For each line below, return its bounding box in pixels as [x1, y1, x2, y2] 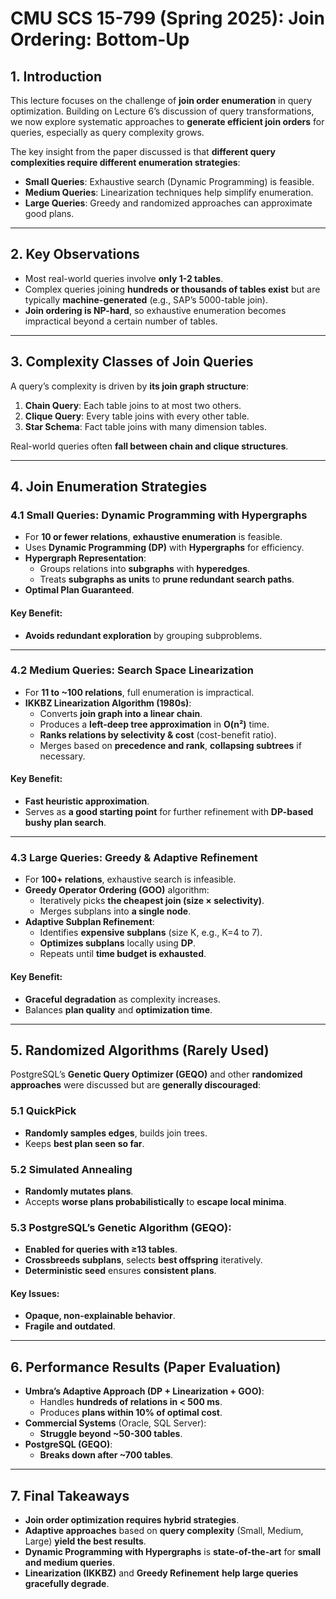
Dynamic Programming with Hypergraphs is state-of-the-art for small [24, 1546, 322, 1558]
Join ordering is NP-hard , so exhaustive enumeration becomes [24, 304, 287, 316]
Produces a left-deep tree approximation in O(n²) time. [39, 718, 270, 730]
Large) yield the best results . [24, 1535, 147, 1547]
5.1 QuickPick [10, 1104, 77, 1118]
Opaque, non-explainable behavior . [24, 1310, 176, 1322]
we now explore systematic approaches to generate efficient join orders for [10, 116, 325, 127]
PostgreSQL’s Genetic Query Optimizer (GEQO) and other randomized [10, 1068, 303, 1081]
